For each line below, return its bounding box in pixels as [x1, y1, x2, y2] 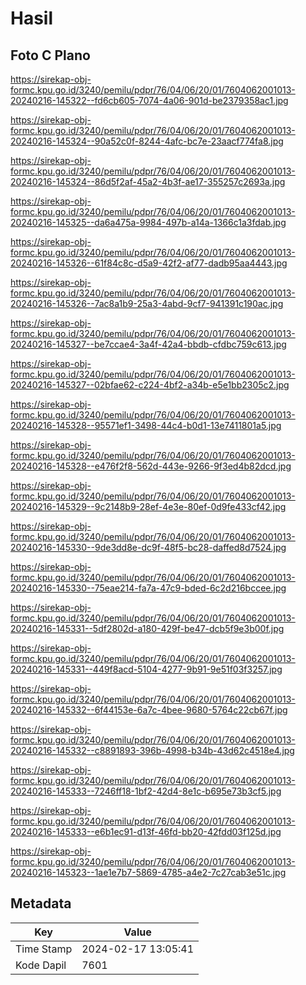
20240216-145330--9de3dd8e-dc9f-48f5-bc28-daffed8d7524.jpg [10, 542, 287, 553]
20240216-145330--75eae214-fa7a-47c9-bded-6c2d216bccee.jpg [10, 582, 287, 594]
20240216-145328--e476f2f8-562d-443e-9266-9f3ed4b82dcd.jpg [10, 460, 292, 472]
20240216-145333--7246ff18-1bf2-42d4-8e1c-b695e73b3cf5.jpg [10, 785, 282, 797]
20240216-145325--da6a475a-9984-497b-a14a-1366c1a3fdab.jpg [10, 217, 287, 228]
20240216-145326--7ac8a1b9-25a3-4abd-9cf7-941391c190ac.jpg [10, 298, 284, 309]
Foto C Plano [10, 47, 91, 64]
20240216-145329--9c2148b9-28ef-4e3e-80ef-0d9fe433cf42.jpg [10, 501, 287, 512]
